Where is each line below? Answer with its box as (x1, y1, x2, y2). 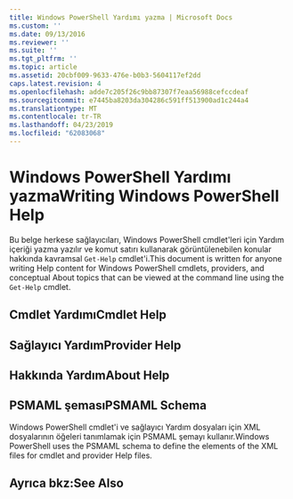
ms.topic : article (9, 63, 77, 72)
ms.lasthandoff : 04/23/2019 (9, 121, 114, 130)
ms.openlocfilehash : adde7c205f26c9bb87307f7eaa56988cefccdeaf (9, 87, 249, 96)
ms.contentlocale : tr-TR (9, 112, 102, 121)
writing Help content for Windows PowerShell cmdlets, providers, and (9, 262, 265, 273)
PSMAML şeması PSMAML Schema (9, 398, 208, 414)
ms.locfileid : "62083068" (9, 129, 105, 138)
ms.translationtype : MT (9, 104, 98, 113)
